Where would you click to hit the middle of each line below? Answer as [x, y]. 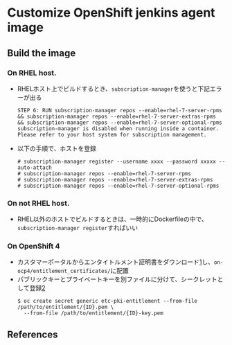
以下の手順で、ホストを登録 [57, 148]
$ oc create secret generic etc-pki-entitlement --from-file [107, 301]
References [33, 334]
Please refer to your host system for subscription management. [112, 134]
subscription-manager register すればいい [78, 228]
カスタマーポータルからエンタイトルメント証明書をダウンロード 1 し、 [116, 262]
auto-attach [34, 168]
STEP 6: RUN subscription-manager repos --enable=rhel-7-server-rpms [120, 110]
